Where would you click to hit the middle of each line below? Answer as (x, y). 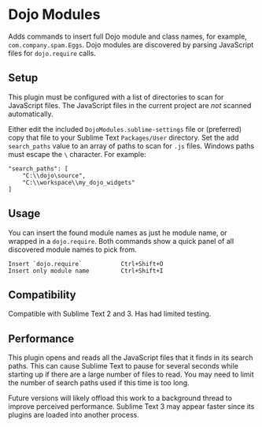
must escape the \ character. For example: (77, 154)
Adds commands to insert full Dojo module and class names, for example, (128, 36)
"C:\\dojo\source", (54, 175)
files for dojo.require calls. (52, 53)
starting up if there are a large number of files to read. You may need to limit (131, 375)
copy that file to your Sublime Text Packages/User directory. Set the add (124, 137)
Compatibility (42, 295)
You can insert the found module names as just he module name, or (118, 232)
